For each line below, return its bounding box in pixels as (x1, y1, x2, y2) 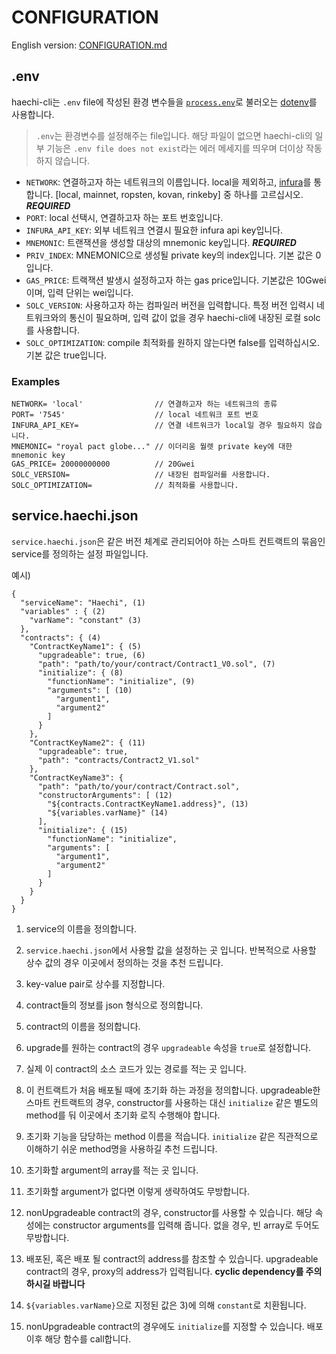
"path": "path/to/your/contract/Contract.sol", (37, 781, 241, 791)
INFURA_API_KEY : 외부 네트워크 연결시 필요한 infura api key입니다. (25, 224, 284, 236)
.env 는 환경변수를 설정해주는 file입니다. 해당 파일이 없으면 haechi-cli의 (35, 129, 313, 141)
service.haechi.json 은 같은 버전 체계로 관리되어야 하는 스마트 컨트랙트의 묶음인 (11, 535, 326, 547)
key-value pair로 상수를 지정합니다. (25, 977, 166, 990)
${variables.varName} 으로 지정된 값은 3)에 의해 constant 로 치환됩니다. (25, 1299, 307, 1311)
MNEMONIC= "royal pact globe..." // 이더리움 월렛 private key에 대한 (11, 442, 293, 452)
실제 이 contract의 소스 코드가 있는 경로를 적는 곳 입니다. (25, 1062, 247, 1075)
